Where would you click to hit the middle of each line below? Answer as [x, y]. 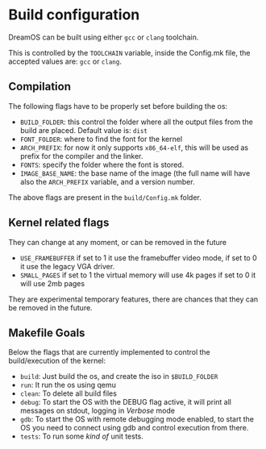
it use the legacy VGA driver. [67, 266]
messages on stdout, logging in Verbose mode [98, 411]
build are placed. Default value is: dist [83, 130]
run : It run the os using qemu [68, 385]
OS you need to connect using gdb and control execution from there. [134, 428]
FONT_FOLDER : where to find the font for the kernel [101, 139]
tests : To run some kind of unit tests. [81, 436]
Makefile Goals [47, 333]
